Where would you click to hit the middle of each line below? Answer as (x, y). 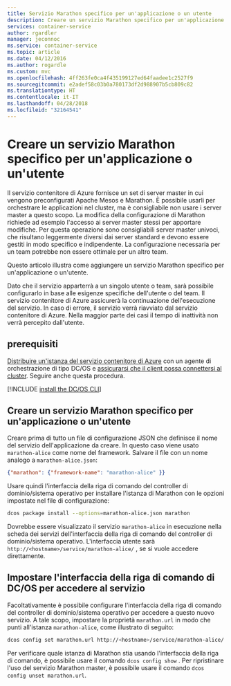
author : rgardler (32, 33)
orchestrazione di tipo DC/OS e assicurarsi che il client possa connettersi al (115, 368)
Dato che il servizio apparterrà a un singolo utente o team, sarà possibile (111, 286)
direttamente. (26, 556)
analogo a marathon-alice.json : (53, 460)
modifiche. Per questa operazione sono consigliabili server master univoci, (113, 230)
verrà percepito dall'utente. (46, 322)
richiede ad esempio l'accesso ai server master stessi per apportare (104, 222)
